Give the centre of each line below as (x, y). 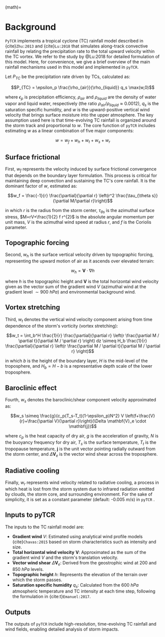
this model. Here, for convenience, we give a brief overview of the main (78, 62)
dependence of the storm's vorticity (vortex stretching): (62, 326)
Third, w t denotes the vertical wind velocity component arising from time (79, 320)
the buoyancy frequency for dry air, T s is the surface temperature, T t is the (81, 443)
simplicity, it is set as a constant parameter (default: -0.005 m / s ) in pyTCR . (80, 499)
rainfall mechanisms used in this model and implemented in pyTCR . (72, 67)
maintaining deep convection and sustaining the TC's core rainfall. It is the (80, 180)
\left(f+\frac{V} (140, 416)
